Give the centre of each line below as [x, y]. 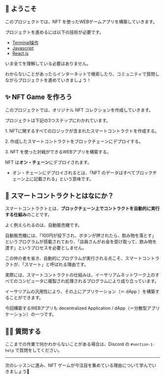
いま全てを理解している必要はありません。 [48, 63]
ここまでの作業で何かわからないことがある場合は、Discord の [67, 344]
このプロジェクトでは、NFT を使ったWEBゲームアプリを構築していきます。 [81, 22]
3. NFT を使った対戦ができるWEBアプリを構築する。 [58, 152]
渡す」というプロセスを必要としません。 [46, 248]
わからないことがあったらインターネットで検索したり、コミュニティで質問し [82, 74]
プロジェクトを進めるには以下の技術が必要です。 [55, 32]
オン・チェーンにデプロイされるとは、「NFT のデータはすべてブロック [82, 173]
